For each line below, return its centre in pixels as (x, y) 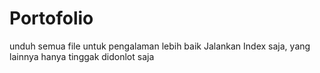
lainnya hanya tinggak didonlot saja (82, 56)
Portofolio (51, 18)
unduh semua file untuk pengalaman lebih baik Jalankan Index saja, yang (160, 46)
